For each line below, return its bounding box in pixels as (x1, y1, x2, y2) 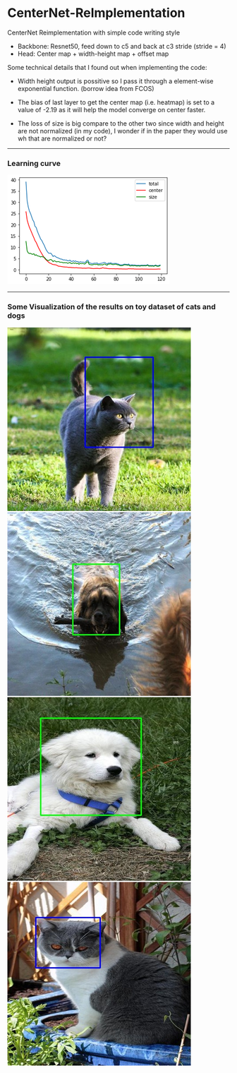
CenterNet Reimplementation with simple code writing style (7, 28, 181, 37)
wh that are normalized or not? (17, 134, 107, 143)
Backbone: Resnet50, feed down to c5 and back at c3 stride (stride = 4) (17, 42, 227, 50)
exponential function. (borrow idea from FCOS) (17, 84, 154, 92)
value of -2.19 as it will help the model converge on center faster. (17, 105, 206, 114)
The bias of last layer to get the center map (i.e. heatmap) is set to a (17, 97, 215, 107)
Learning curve (7, 158, 61, 168)
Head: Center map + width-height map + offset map (17, 49, 169, 58)
